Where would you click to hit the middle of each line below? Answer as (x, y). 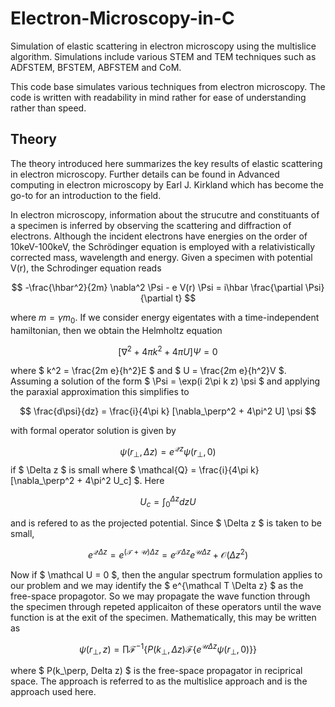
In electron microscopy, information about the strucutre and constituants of (165, 214)
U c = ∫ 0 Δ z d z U (168, 501)
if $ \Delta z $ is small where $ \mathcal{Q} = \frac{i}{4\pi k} (135, 469)
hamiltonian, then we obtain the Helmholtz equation (116, 330)
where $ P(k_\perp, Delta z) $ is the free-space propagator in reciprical (156, 671)
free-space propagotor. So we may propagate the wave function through (160, 596)
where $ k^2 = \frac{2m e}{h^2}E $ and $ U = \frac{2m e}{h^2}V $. (148, 371)
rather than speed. (48, 108)
